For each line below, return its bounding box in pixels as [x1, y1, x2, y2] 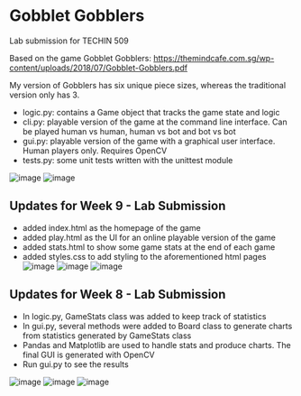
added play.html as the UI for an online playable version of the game [22, 232, 277, 243]
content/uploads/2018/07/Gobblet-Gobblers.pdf [9, 62, 187, 73]
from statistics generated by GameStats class [22, 330, 192, 341]
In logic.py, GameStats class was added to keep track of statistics [22, 310, 267, 321]
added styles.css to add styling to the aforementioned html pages [22, 251, 267, 262]
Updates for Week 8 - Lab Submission [9, 287, 226, 302]
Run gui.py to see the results [22, 358, 129, 370]
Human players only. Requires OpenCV [22, 145, 168, 156]
